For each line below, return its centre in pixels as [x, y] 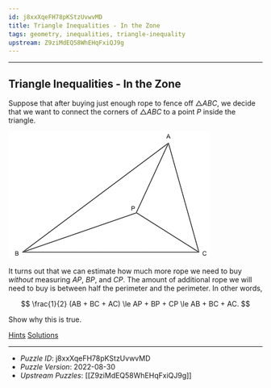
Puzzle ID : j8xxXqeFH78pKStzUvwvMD [85, 358]
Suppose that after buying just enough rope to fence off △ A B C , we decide [132, 103]
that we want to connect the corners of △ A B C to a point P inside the [122, 112]
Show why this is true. [45, 319]
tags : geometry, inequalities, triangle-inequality [97, 34]
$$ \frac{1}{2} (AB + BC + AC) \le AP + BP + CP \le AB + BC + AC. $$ [135, 304]
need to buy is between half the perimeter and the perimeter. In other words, [135, 288]
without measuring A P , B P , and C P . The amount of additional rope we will [130, 280]
